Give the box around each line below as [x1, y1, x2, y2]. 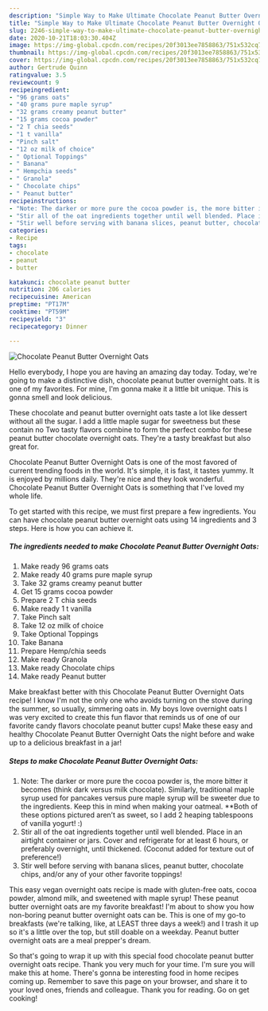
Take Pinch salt [20, 612, 71, 622]
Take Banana [20, 638, 64, 647]
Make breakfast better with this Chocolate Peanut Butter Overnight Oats [9, 687, 245, 697]
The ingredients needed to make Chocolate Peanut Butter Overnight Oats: [9, 541, 259, 551]
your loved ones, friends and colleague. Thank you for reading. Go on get [9, 985, 250, 995]
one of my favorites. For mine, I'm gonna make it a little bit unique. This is [9, 384, 249, 393]
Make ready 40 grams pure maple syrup [20, 570, 153, 580]
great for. [9, 442, 39, 451]
